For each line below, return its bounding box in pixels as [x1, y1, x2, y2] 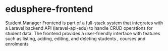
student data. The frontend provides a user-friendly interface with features [5, 30, 160, 36]
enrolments [5, 41, 29, 47]
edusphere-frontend [5, 3, 93, 15]
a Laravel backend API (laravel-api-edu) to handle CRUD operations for [5, 25, 153, 31]
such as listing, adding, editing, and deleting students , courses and [5, 36, 146, 42]
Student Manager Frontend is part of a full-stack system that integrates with [5, 20, 163, 26]
